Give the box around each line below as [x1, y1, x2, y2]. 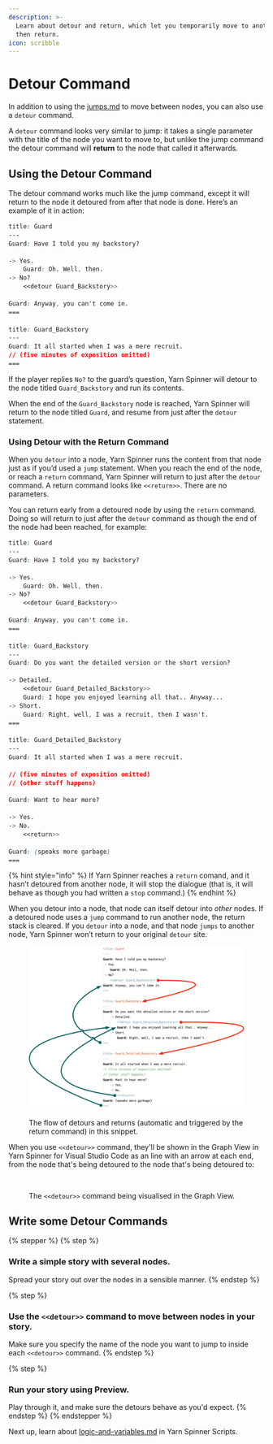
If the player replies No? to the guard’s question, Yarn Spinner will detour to [8, 374, 258, 384]
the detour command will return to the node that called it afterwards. [8, 143, 238, 154]
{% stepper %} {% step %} [8, 1236, 99, 1246]
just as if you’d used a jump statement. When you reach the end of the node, [8, 463, 262, 473]
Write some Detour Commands [8, 1214, 168, 1228]
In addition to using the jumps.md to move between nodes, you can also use [8, 102, 264, 111]
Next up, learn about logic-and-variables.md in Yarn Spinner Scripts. [8, 1427, 238, 1437]
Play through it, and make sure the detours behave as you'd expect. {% [8, 1403, 247, 1412]
